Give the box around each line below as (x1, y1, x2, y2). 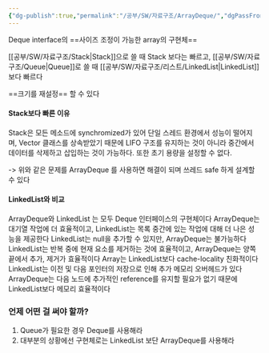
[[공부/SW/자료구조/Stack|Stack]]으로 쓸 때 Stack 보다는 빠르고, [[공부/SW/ (8, 51, 248, 61)
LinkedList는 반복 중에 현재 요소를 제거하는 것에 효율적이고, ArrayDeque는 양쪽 (8, 244, 256, 254)
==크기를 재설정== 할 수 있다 (8, 89, 100, 98)
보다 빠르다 (8, 71, 43, 81)
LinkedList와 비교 (8, 195, 66, 204)
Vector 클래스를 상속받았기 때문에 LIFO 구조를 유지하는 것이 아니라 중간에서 (18, 138, 255, 147)
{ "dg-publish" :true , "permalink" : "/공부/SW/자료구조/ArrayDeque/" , (8, 11, 224, 20)
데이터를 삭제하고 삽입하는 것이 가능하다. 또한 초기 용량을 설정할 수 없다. (8, 147, 232, 157)
